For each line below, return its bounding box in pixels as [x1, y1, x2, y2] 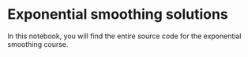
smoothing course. [7, 39, 69, 48]
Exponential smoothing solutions [7, 5, 228, 23]
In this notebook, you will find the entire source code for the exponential [7, 31, 242, 41]
